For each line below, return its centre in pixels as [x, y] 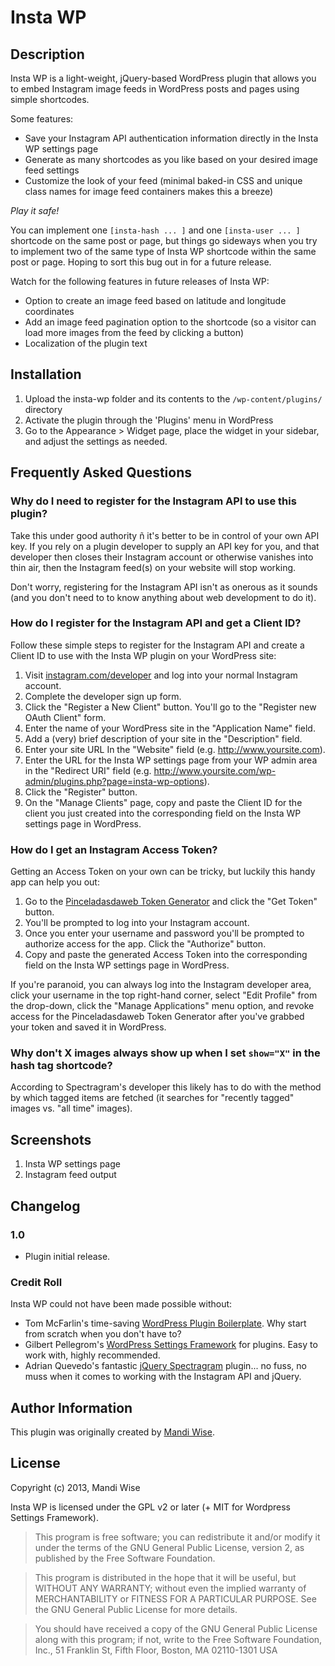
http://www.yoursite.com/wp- [215, 770]
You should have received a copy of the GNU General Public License [176, 1628]
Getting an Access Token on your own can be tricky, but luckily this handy [163, 872]
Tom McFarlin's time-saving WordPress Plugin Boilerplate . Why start [165, 1323]
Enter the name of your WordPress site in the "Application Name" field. [170, 728]
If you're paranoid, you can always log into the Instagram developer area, [161, 985]
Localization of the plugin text [86, 343]
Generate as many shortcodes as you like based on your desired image [171, 159]
